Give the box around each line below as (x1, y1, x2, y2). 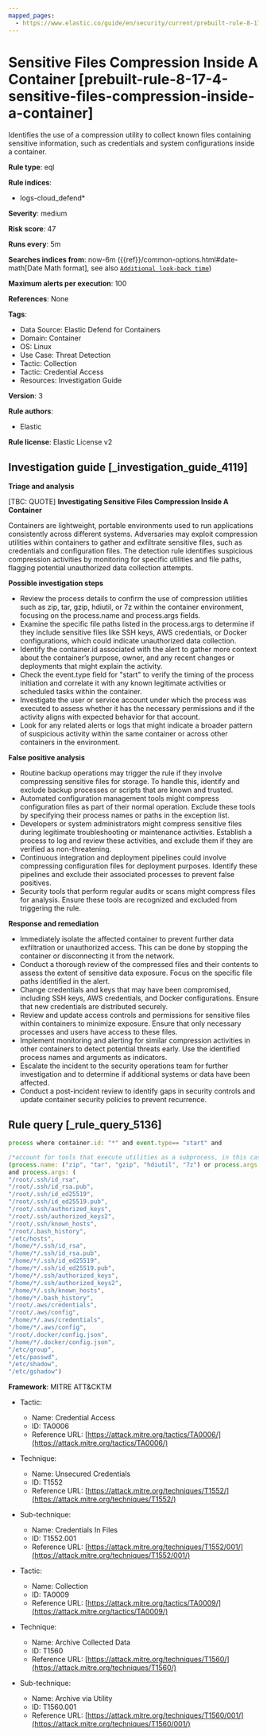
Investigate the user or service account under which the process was (19, 695, 247, 705)
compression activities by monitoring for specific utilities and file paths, (8, 554, 242, 565)
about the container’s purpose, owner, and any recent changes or (19, 653, 234, 662)
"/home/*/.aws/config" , (8, 1323, 87, 1332)
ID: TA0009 (31, 1590, 70, 1599)
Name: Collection (31, 1582, 89, 1591)
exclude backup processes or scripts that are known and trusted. (19, 785, 234, 795)
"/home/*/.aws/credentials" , (8, 1316, 105, 1324)
